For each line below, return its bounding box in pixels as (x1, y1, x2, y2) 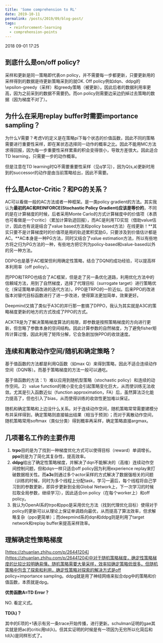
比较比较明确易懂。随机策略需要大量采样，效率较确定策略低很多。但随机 (13, 561, 158, 567)
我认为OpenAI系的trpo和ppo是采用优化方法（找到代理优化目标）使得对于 (12, 502, 158, 508)
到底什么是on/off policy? (5, 58, 80, 67)
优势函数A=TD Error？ (5, 589, 49, 595)
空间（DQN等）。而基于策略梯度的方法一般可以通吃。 (5, 367, 111, 373)
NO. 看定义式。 (5, 600, 35, 606)
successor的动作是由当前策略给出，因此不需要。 (13, 170, 111, 175)
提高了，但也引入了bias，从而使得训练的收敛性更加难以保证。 (9, 396, 132, 401)
